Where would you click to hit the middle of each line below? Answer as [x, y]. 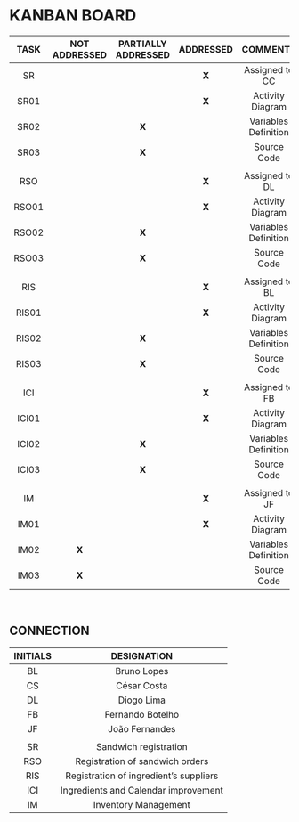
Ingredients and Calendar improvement [142, 790]
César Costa [141, 685]
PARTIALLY [143, 44]
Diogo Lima [142, 700]
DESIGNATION [142, 655]
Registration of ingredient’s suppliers [142, 776]
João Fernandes [142, 728]
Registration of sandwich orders [142, 761]
